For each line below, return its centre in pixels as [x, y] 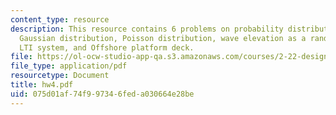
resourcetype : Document [60, 76]
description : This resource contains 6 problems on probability [147, 29]
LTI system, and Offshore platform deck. [107, 47]
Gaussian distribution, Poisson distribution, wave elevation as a [163, 38]
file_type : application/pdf [69, 66]
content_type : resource [60, 19]
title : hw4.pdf [42, 85]
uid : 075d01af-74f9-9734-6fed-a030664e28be [102, 94]
